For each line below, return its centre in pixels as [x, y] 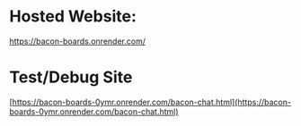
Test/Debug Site [71, 77]
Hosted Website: [73, 17]
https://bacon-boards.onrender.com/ [78, 41]
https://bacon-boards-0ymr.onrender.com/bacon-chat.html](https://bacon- [152, 102]
